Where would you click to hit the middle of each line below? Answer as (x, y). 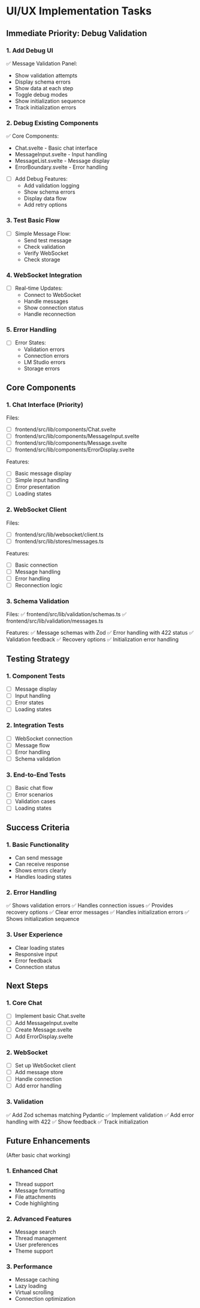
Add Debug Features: (41, 179)
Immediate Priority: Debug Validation (77, 33)
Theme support (34, 1251)
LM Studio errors (45, 362)
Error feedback (34, 961)
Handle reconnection (50, 314)
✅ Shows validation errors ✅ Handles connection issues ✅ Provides (90, 905)
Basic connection (36, 565)
